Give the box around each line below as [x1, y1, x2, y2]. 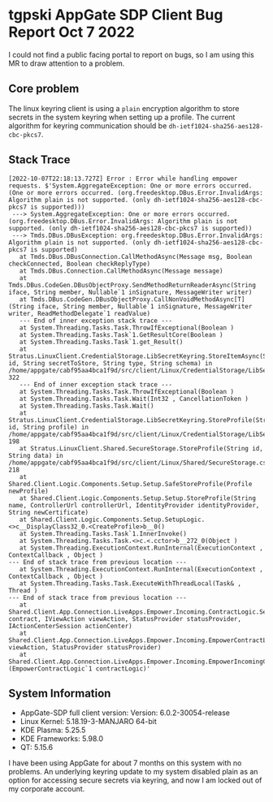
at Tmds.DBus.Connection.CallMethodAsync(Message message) [19, 266, 223, 275]
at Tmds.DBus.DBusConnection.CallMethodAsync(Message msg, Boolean [19, 252, 253, 261]
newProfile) [8, 487, 49, 495]
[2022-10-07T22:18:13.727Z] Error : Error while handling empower [8, 175, 238, 183]
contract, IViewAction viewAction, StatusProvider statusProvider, [8, 614, 242, 623]
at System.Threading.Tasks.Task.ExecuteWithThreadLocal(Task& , [19, 579, 242, 588]
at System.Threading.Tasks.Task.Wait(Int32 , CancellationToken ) [19, 395, 249, 403]
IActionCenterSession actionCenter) [8, 622, 132, 630]
